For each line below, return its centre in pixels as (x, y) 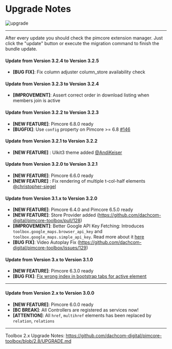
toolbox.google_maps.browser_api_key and (58, 231)
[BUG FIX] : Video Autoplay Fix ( (46, 242)
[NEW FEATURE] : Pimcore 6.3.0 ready (53, 271)
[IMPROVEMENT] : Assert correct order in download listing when (81, 95)
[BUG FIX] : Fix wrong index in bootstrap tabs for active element (80, 276)
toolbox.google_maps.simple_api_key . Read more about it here (78, 237)
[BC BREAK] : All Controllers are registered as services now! (76, 310)
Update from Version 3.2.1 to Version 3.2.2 (51, 141)
